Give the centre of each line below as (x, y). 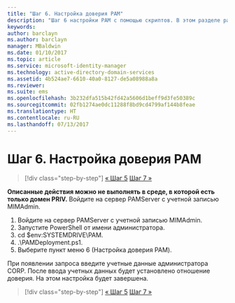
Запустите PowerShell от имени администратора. (91, 227)
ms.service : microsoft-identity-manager (67, 66)
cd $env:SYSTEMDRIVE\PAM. (60, 235)
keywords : (22, 27)
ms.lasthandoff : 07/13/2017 (48, 124)
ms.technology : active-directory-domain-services (81, 72)
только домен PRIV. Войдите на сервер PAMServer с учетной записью (113, 199)
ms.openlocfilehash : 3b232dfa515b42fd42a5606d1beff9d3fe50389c (101, 99)
